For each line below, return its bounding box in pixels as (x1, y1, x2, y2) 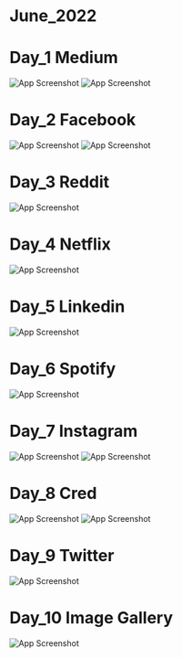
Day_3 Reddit (9, 172, 110, 193)
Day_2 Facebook (9, 110, 136, 131)
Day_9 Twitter (9, 545, 115, 566)
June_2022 (9, 5, 97, 27)
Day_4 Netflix (9, 234, 111, 255)
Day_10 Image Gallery (9, 607, 174, 628)
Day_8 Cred (9, 483, 97, 504)
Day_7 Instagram (9, 421, 138, 441)
